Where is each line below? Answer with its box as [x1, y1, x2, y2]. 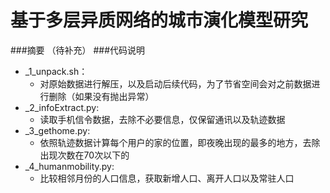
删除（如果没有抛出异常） [48, 90, 155, 102]
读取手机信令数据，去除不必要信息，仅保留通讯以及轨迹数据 [39, 113, 286, 125]
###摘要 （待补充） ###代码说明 [10, 44, 146, 56]
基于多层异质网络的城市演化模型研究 [10, 9, 309, 32]
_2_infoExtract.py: [24, 101, 100, 113]
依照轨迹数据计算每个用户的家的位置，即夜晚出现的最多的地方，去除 [39, 136, 321, 148]
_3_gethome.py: [24, 124, 91, 136]
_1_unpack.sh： [24, 65, 88, 77]
